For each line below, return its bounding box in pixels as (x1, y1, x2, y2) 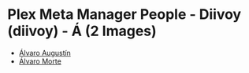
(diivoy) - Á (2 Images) (7, 22, 157, 40)
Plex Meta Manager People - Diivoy (7, 5, 242, 24)
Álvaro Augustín (18, 48, 72, 57)
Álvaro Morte (18, 57, 62, 66)
